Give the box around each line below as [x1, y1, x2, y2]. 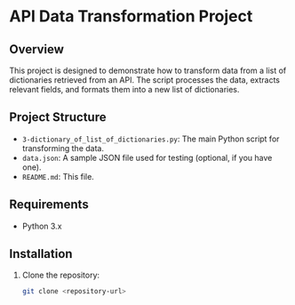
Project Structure [9, 109, 107, 125]
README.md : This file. [21, 171, 95, 181]
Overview [9, 42, 65, 57]
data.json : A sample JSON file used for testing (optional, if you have [21, 152, 273, 163]
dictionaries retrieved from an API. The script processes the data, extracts [9, 75, 280, 85]
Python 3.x [21, 221, 62, 231]
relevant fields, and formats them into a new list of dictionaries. [9, 84, 240, 94]
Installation [9, 246, 73, 261]
